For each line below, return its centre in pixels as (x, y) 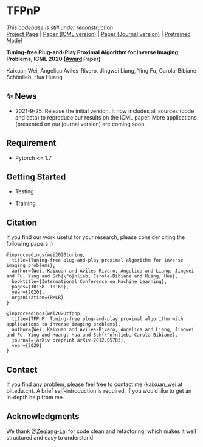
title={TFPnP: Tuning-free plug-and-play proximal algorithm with (98, 319)
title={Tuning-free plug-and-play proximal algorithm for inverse (98, 260)
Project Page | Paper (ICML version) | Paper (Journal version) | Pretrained (98, 34)
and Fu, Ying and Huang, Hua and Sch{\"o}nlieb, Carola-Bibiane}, (92, 335)
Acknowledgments (43, 416)
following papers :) (30, 244)
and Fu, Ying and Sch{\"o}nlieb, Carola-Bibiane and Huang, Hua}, (92, 276)
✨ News (22, 96)
